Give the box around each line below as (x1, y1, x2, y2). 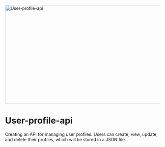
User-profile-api (5, 115, 73, 126)
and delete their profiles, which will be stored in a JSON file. (5, 136, 126, 142)
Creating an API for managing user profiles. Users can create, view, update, (5, 131, 158, 137)
